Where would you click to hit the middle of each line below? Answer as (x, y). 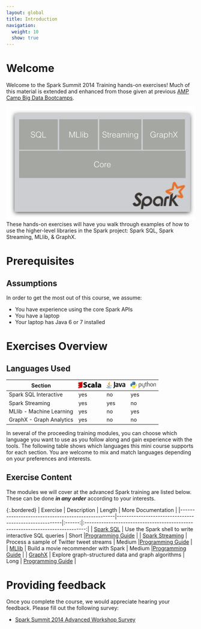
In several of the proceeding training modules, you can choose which (92, 433)
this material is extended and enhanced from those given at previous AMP (97, 92)
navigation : (21, 25)
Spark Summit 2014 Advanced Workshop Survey (75, 620)
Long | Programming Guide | (41, 561)
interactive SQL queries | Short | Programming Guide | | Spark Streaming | (97, 535)
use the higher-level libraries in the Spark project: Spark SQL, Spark (90, 230)
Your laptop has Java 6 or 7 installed (60, 322)
